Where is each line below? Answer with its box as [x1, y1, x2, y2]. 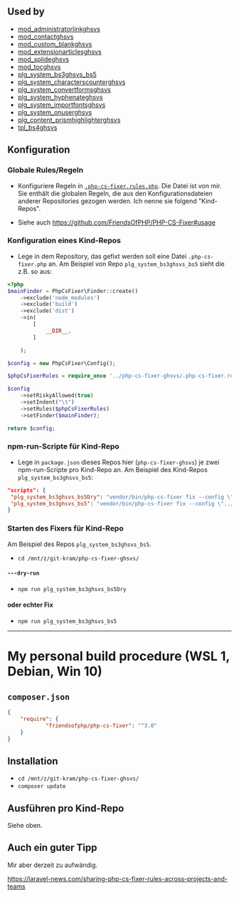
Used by [7, 6, 45, 18]
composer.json [7, 692, 70, 702]
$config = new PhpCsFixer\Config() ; [7, 359, 116, 367]
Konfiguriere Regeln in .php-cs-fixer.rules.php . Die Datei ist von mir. [17, 181, 222, 190]
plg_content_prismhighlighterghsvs [17, 116, 121, 124]
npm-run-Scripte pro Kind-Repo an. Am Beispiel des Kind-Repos [17, 465, 208, 473]
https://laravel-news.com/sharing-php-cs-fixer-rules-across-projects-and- [7, 874, 228, 883]
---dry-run [7, 570, 40, 577]
